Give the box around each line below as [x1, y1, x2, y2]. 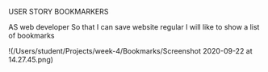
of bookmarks [8, 31, 55, 40]
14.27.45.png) [8, 55, 54, 64]
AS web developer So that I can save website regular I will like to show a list [8, 22, 260, 31]
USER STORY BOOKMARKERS [8, 7, 109, 16]
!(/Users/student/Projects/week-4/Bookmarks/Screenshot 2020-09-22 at [8, 46, 253, 55]
